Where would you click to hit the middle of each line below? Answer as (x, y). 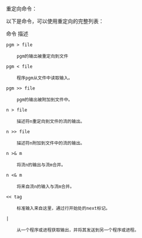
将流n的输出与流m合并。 (41, 165)
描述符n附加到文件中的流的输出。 (51, 143)
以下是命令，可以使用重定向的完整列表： (55, 21)
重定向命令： (21, 9)
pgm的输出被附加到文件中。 (45, 100)
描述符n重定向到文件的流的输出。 (51, 121)
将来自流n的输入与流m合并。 (45, 187)
